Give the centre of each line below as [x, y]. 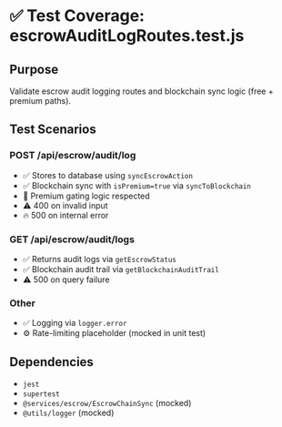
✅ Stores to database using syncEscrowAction [108, 175]
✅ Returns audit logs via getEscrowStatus [100, 259]
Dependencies [51, 362]
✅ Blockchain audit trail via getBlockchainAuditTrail [121, 269]
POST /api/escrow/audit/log [73, 156]
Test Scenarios [53, 130]
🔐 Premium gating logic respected [86, 196]
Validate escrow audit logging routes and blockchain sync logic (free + [142, 91]
